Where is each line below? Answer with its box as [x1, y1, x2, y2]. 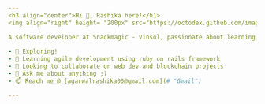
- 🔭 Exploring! [8, 48, 58, 56]
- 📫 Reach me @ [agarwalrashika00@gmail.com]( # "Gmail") [8, 76, 203, 85]
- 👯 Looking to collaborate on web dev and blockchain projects [8, 62, 224, 71]
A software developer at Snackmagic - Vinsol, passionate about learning [8, 33, 256, 41]
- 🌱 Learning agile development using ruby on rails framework [8, 55, 221, 63]
